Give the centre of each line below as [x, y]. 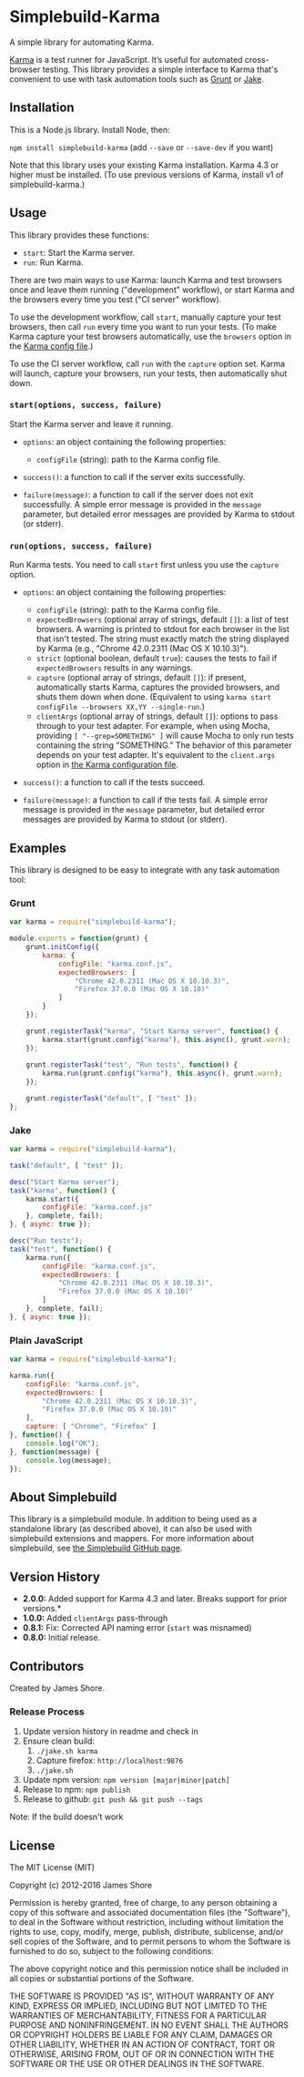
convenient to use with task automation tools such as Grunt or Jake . [137, 78]
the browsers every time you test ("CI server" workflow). [116, 299]
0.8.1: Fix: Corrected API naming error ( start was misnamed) [137, 1628]
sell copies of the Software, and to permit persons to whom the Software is [150, 1941]
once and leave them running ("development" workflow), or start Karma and [152, 290]
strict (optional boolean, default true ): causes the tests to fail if [157, 659]
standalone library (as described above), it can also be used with [131, 1529]
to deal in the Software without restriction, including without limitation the [147, 1922]
